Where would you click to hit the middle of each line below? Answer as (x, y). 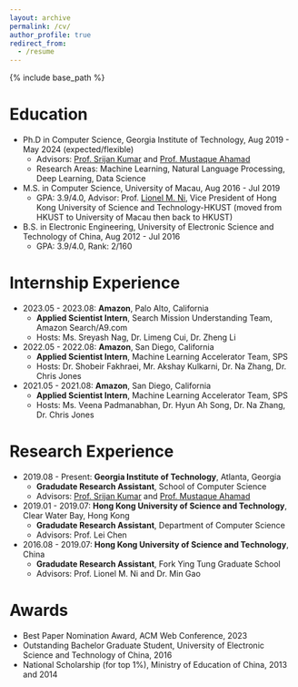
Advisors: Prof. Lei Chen (81, 535)
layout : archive (40, 18)
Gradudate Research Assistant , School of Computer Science (151, 486)
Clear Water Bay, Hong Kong (76, 515)
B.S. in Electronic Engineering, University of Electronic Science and (148, 227)
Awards (39, 610)
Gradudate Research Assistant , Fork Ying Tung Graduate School (158, 564)
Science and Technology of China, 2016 (97, 655)
